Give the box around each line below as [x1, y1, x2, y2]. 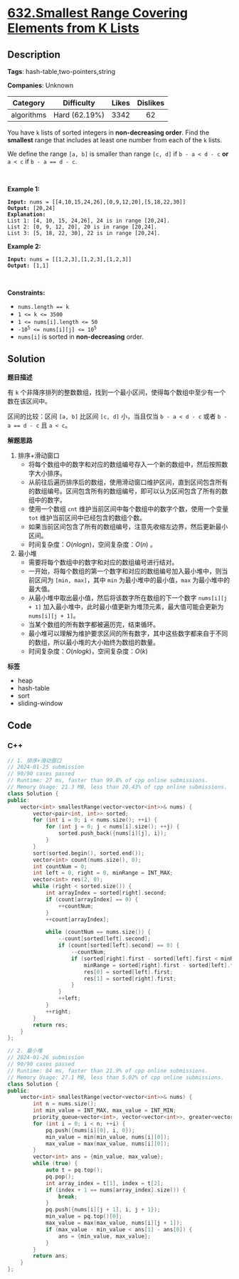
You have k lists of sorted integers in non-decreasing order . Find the [7, 128, 210, 137]
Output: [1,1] [7, 262, 50, 269]
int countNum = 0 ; [33, 863, 87, 870]
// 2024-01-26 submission [7, 1054, 84, 1061]
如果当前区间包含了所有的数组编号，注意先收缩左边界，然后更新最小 [28, 522, 228, 531]
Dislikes [137, 98, 165, 107]
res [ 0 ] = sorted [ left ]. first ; [83, 968, 174, 976]
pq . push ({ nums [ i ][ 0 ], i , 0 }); [45, 1127, 135, 1134]
